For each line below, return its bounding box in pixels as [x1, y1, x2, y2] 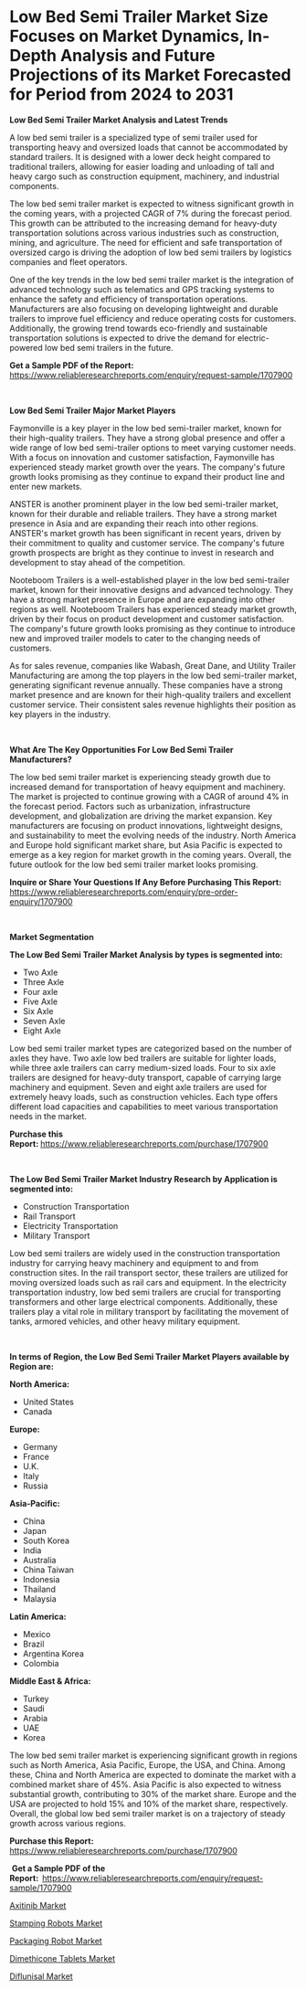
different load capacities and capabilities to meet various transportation [9, 1101, 279, 1112]
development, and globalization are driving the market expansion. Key [9, 810, 272, 821]
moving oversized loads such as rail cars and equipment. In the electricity [9, 1276, 287, 1287]
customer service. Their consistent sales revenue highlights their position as [9, 699, 297, 710]
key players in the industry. [9, 708, 111, 719]
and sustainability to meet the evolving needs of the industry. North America [9, 830, 297, 841]
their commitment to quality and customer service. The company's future [9, 537, 285, 548]
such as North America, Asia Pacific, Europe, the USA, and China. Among [9, 1759, 286, 1770]
